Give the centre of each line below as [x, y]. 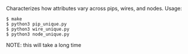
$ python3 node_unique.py [38, 34]
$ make [14, 19]
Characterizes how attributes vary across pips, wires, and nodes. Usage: [94, 8]
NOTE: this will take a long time [44, 45]
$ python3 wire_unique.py [38, 29]
